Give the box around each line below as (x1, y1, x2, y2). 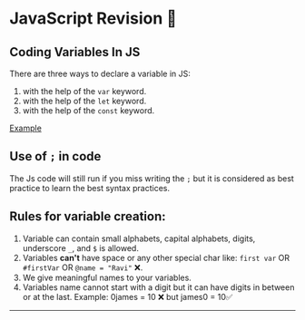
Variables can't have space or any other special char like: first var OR (22, 252, 290, 263)
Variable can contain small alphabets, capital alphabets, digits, (22, 233, 256, 244)
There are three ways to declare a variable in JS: (9, 68, 191, 79)
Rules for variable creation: (9, 208, 166, 225)
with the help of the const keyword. (22, 105, 155, 116)
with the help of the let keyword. (22, 95, 147, 106)
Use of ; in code (9, 149, 102, 164)
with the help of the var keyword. (22, 86, 147, 96)
